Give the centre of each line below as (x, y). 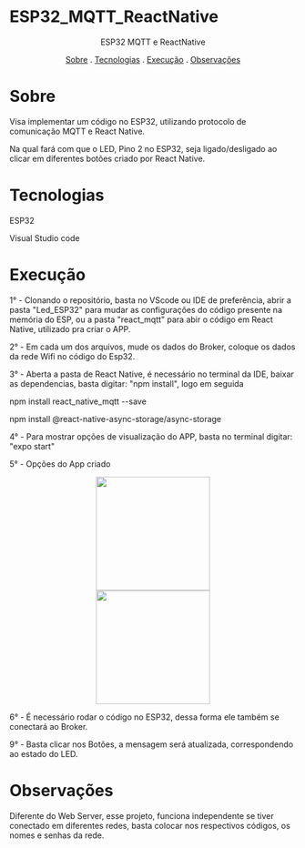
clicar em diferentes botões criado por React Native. (107, 158)
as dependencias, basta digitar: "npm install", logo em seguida (127, 383)
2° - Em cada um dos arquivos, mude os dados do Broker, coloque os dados (152, 347)
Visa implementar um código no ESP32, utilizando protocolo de (128, 121)
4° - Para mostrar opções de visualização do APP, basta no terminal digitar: (151, 436)
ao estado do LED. (44, 753)
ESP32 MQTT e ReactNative (153, 42)
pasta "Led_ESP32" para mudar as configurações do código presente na (146, 309)
